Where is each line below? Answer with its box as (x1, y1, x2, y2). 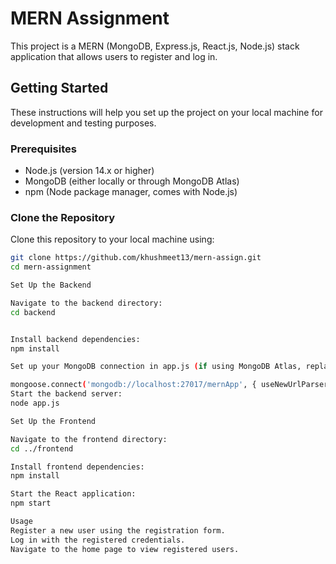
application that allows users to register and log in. (10, 50, 218, 62)
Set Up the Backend (10, 280, 92, 291)
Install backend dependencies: (10, 334, 141, 344)
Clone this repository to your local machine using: (10, 233, 215, 246)
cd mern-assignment (10, 262, 92, 272)
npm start (10, 498, 52, 509)
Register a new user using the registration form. (10, 525, 226, 536)
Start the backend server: (10, 389, 123, 399)
